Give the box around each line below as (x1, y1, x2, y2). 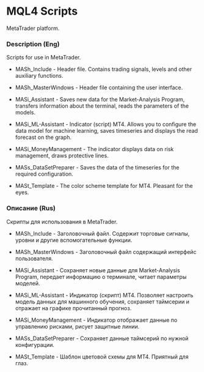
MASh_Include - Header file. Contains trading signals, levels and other (15, 65, 192, 73)
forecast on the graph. (15, 133, 72, 141)
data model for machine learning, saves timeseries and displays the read (15, 127, 199, 135)
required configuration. (15, 170, 73, 178)
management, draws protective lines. (15, 152, 109, 160)
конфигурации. (15, 341, 55, 348)
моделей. (15, 280, 41, 287)
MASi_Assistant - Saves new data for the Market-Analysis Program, (15, 96, 185, 103)
